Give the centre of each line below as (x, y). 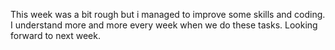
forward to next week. (55, 35)
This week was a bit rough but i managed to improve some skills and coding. (168, 14)
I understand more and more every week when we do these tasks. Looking (164, 25)
